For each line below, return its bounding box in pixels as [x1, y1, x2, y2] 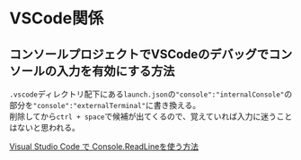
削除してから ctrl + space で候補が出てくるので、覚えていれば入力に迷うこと [9, 111, 293, 122]
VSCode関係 [9, 8, 104, 29]
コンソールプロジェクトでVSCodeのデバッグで [9, 46, 270, 62]
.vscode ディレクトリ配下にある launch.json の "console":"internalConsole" [9, 88, 285, 99]
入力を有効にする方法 [56, 63, 175, 79]
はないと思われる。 [9, 122, 81, 132]
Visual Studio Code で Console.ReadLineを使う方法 [9, 141, 199, 152]
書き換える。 [153, 100, 201, 110]
